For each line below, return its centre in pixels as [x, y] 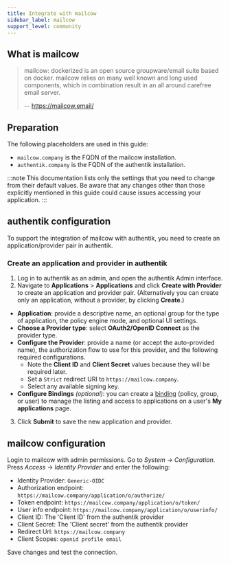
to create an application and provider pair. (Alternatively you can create [118, 293]
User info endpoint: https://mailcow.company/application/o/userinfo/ [117, 509]
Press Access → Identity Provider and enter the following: [89, 467]
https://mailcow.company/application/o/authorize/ [91, 496]
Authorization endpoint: [50, 487]
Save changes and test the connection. [62, 552]
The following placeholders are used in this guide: [78, 144]
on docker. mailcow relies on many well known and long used [111, 78]
